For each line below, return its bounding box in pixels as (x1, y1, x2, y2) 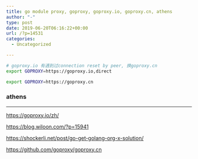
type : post (6, 19, 33, 25)
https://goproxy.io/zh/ (6, 111, 60, 118)
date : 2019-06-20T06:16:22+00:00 (6, 25, 88, 31)
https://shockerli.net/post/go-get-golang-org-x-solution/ (6, 134, 144, 141)
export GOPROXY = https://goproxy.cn (6, 79, 94, 85)
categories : (6, 36, 35, 42)
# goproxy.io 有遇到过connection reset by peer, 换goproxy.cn (6, 62, 158, 68)
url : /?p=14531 (6, 31, 44, 37)
